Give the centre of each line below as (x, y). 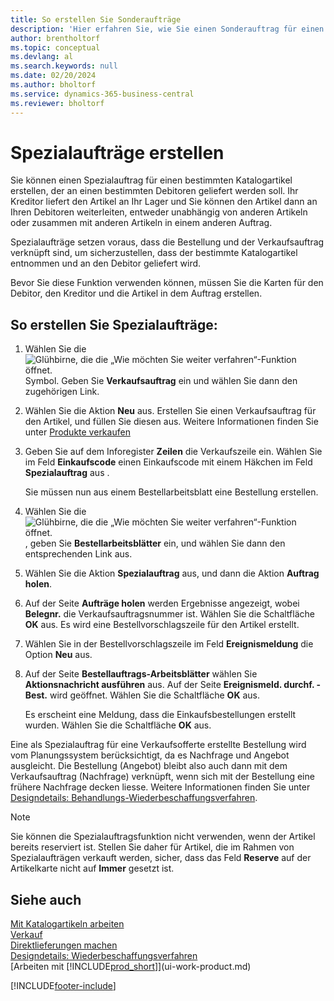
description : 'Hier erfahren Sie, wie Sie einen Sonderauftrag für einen (167, 29)
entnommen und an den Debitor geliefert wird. (106, 263)
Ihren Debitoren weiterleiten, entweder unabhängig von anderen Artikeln (159, 212)
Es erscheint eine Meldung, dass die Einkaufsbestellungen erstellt (160, 715)
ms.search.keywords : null (64, 66)
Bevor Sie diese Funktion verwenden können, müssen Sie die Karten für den (167, 283)
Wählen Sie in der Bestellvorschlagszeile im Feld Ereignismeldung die (169, 644)
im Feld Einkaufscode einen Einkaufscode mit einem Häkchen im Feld (168, 462)
